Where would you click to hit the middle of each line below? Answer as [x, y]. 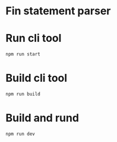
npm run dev [20, 134]
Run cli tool [34, 38]
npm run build [23, 94]
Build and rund [42, 118]
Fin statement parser [58, 11]
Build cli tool [37, 78]
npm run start [23, 54]
